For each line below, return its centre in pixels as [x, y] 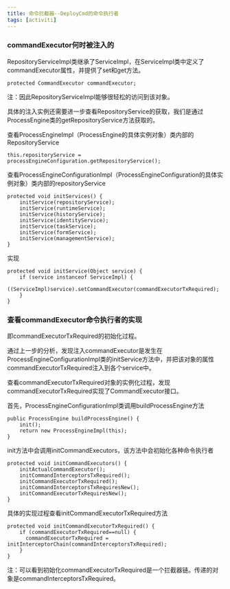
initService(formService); [58, 232]
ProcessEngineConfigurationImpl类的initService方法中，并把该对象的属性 [111, 359]
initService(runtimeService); [63, 208]
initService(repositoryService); [67, 202]
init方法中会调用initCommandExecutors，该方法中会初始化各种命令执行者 [111, 451]
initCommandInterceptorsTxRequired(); [75, 475]
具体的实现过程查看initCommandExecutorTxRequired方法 [88, 513]
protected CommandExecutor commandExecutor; [72, 83]
